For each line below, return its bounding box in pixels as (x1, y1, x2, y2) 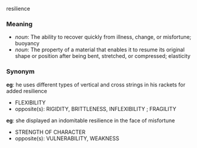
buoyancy (14, 40, 40, 47)
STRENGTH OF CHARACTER (14, 128, 86, 135)
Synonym (6, 67, 35, 76)
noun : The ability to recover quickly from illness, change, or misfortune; (14, 33, 192, 41)
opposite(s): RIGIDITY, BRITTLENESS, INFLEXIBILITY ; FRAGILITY (14, 105, 177, 112)
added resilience (6, 87, 48, 94)
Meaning (6, 20, 33, 28)
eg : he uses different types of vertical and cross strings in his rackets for (6, 81, 186, 88)
